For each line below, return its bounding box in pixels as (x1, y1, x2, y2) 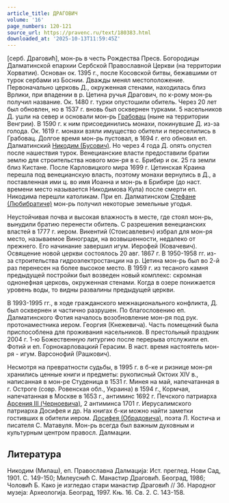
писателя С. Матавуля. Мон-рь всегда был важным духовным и (7, 422, 195, 430)
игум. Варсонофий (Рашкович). (20, 350, 111, 358)
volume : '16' (7, 16, 44, 23)
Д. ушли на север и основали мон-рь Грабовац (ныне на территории (7, 112, 209, 120)
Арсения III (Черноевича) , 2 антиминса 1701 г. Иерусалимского (7, 400, 191, 408)
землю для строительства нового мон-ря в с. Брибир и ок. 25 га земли (7, 156, 216, 164)
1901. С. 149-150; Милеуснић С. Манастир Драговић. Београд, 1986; (7, 474, 206, 482)
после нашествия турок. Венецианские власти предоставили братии (7, 149, 210, 157)
